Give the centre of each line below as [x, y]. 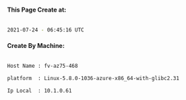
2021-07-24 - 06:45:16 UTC [46, 30]
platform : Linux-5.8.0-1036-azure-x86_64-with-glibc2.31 [93, 79]
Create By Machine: [36, 45]
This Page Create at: [37, 10]
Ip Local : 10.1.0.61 [39, 91]
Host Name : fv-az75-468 [43, 66]
